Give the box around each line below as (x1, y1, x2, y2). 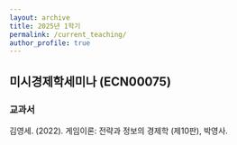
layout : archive (9, 13, 70, 23)
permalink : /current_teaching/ (9, 30, 127, 39)
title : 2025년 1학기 (9, 22, 81, 31)
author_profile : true (9, 38, 91, 48)
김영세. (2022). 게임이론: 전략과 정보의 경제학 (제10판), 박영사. (9, 125, 228, 136)
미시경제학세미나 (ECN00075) (9, 74, 171, 89)
